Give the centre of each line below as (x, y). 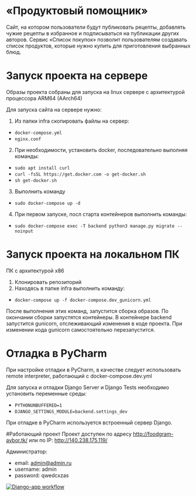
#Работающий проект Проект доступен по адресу (69, 434)
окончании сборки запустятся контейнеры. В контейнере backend (89, 317)
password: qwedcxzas (42, 475)
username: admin (36, 469)
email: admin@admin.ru (43, 463)
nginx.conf (28, 139)
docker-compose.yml (38, 133)
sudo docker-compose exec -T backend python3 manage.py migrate (94, 226)
